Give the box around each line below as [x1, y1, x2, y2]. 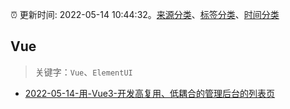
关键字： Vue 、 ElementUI [34, 66, 133, 78]
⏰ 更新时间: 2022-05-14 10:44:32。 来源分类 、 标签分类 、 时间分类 [10, 9, 280, 20]
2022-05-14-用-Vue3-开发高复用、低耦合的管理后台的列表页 [24, 87, 276, 99]
